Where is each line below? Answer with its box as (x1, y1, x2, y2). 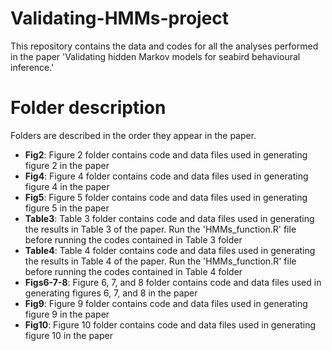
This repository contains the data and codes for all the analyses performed (10, 40, 319, 52)
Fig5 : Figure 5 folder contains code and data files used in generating (24, 191, 308, 203)
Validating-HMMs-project (10, 7, 230, 30)
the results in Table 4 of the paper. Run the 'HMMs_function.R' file (24, 255, 297, 267)
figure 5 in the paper (24, 202, 110, 214)
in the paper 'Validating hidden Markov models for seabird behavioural (10, 50, 301, 62)
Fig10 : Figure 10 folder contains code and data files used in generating (24, 318, 317, 331)
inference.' (10, 61, 55, 73)
